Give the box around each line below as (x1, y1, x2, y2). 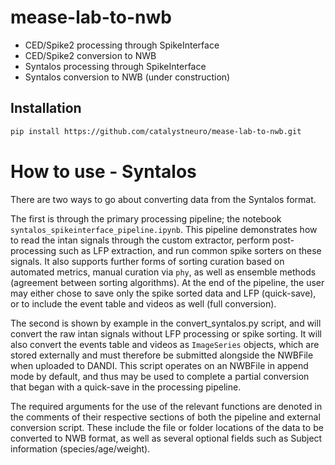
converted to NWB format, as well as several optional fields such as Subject (10, 432, 323, 444)
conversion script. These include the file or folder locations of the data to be (10, 421, 324, 433)
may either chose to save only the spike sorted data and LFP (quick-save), (10, 287, 317, 299)
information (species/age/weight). (10, 442, 151, 455)
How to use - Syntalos (10, 160, 197, 183)
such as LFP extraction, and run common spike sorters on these (58, 244, 322, 256)
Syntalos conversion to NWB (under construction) (24, 71, 231, 83)
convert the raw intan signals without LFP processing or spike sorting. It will (10, 327, 322, 340)
